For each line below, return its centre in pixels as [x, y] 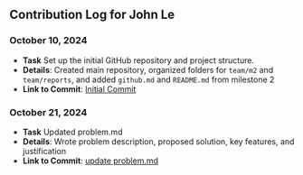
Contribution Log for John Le [92, 15]
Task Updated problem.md [72, 132]
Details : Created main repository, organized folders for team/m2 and [148, 69]
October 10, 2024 [48, 41]
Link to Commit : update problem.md [90, 161]
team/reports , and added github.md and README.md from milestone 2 [148, 79]
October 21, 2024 [48, 112]
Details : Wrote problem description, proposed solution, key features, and [158, 141]
